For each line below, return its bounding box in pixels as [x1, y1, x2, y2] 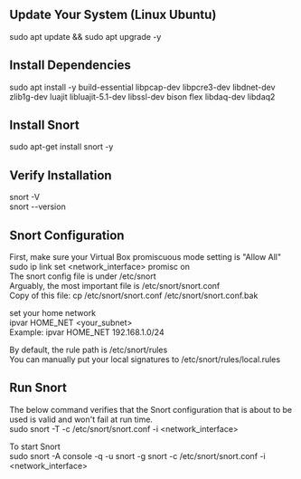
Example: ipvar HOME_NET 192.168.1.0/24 [9, 327, 165, 338]
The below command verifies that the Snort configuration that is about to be [9, 404, 293, 415]
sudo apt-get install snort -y [9, 141, 114, 152]
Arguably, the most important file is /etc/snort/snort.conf [9, 281, 221, 292]
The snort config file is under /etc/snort [9, 271, 156, 282]
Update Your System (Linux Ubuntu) [9, 7, 217, 23]
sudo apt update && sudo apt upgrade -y [9, 31, 162, 42]
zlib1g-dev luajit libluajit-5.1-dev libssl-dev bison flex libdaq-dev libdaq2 [9, 91, 276, 102]
